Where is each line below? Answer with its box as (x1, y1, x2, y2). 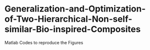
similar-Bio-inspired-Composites (4, 24, 141, 35)
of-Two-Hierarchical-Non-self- (4, 13, 133, 25)
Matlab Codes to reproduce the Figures (4, 39, 83, 45)
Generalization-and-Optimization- (4, 3, 146, 14)
